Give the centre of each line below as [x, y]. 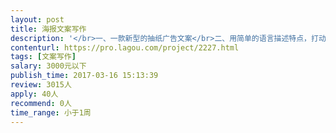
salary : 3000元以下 [48, 66]
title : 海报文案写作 [48, 29]
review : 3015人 [41, 85]
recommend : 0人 [41, 103]
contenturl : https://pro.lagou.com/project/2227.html [125, 47]
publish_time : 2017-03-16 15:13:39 [84, 76]
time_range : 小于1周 [51, 112]
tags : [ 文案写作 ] [43, 57]
